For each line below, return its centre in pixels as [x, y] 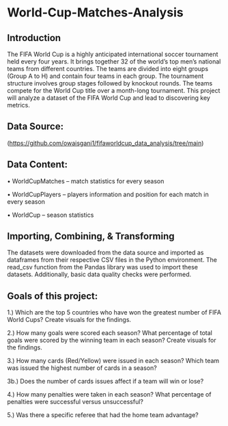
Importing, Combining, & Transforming [91, 236]
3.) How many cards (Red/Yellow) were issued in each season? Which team [113, 361]
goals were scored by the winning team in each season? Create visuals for [112, 341]
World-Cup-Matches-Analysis [95, 13]
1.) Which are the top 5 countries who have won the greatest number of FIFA [114, 312]
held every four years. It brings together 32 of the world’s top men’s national [114, 62]
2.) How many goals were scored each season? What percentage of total [110, 333]
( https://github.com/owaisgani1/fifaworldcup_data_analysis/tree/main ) [105, 143]
